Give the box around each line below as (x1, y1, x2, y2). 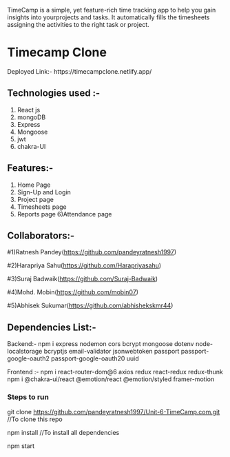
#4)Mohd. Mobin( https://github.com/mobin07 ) (7, 288, 139, 296)
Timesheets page (17, 203, 67, 211)
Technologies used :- (7, 88, 101, 99)
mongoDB (17, 113, 46, 121)
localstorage (7, 347, 43, 356)
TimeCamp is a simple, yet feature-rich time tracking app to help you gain (7, 6, 216, 14)
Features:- (7, 162, 54, 174)
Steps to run (7, 392, 50, 402)
